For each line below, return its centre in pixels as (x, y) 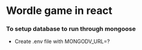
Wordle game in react (59, 11)
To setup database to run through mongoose (71, 29)
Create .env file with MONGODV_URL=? (62, 41)
